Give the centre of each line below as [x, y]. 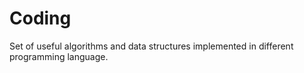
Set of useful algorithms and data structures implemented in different [151, 46]
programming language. [59, 56]
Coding [40, 18]
